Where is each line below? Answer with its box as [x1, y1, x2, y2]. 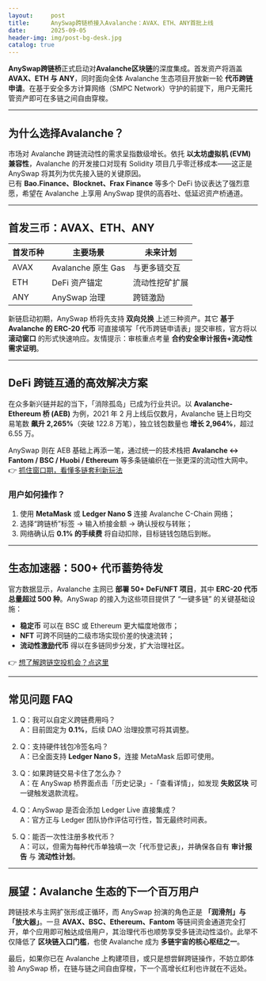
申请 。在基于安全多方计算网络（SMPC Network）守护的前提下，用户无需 [8, 84, 245, 94]
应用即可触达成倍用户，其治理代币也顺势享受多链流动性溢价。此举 [35, 927, 251, 937]
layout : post [8, 11, 66, 20]
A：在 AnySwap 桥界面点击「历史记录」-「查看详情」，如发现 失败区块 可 [19, 778, 258, 788]
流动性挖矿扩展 [133, 277, 189, 288]
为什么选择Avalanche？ [8, 126, 124, 139]
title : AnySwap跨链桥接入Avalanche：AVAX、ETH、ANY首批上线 [8, 19, 214, 27]
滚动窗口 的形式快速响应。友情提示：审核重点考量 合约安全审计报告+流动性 [8, 334, 253, 343]
